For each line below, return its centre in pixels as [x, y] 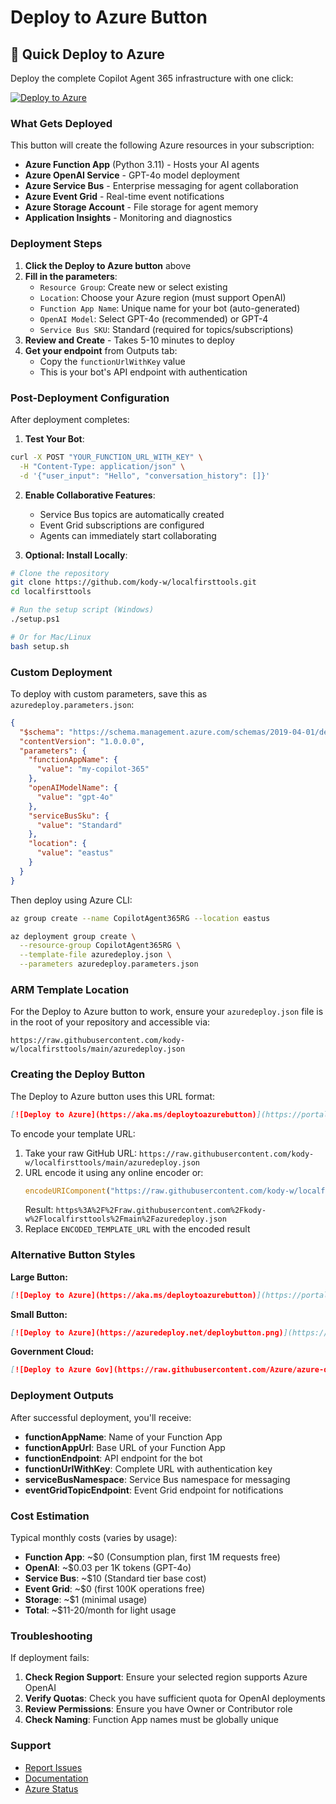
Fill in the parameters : [71, 276]
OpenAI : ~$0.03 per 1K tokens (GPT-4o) [108, 1567]
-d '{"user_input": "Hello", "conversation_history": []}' [145, 476]
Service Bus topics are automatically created [132, 514]
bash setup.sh [40, 646]
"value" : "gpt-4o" [75, 797]
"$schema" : [42, 732]
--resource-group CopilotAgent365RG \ [100, 946]
